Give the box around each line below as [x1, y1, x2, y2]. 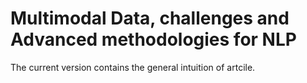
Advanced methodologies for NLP [10, 28, 297, 51]
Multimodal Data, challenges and [10, 7, 290, 30]
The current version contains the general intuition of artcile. [10, 61, 256, 73]
